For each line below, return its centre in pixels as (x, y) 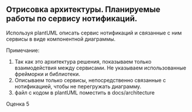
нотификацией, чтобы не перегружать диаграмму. (78, 86)
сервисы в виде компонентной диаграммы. (61, 39)
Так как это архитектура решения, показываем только (83, 61)
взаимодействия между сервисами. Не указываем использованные (100, 68)
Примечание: (23, 50)
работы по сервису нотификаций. (72, 19)
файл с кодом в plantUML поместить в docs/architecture (85, 92)
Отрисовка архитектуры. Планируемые (83, 10)
